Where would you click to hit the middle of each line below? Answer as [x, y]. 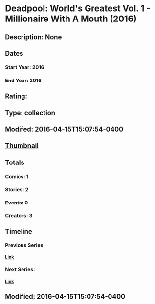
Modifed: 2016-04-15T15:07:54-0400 [64, 129]
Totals [15, 162]
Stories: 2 [17, 189]
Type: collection [30, 113]
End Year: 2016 [23, 80]
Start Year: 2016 [25, 67]
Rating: [16, 96]
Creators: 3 [19, 216]
